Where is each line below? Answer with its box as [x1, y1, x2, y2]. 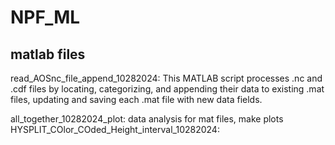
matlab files [10, 46, 86, 63]
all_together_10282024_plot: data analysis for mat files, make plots [10, 113, 284, 125]
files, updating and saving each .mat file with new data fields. [10, 94, 263, 105]
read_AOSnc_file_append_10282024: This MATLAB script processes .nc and [10, 72, 323, 84]
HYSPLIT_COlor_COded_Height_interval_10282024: [10, 124, 220, 135]
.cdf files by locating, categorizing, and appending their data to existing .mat [10, 83, 325, 95]
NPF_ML [10, 6, 81, 29]
